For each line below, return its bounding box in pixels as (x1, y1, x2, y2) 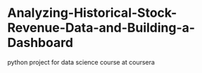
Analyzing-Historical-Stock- (7, 5, 177, 21)
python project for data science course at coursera (7, 58, 155, 66)
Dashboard (7, 35, 74, 51)
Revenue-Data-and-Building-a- (7, 20, 196, 36)
